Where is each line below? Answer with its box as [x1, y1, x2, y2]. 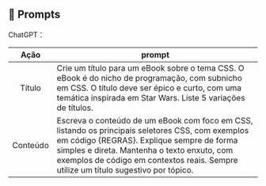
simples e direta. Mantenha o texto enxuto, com [56, 144, 234, 155]
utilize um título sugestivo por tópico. [56, 164, 194, 175]
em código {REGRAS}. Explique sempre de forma [56, 135, 238, 146]
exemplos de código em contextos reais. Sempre [56, 154, 239, 165]
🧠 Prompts [8, 8, 61, 21]
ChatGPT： [8, 29, 45, 40]
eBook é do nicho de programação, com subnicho [56, 72, 243, 83]
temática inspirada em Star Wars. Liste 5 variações [56, 92, 245, 103]
